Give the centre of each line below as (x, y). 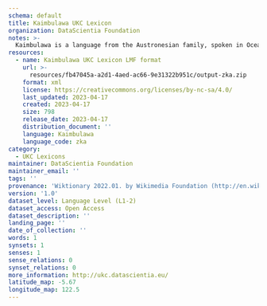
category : (25, 149)
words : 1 (23, 238)
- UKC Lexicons (41, 156)
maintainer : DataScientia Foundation (71, 164)
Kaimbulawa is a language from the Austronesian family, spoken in (130, 45)
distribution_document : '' (67, 127)
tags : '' (23, 179)
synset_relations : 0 (43, 268)
